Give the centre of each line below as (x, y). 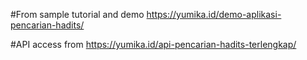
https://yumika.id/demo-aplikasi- (214, 14)
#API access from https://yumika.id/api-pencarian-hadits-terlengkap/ (153, 44)
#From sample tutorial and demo (77, 14)
